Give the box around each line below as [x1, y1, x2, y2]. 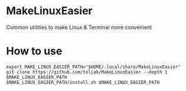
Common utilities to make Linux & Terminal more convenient [6, 24, 152, 31]
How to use [6, 44, 63, 58]
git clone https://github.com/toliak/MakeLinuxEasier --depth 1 [6, 69, 168, 75]
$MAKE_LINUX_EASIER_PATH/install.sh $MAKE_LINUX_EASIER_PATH [6, 79, 160, 85]
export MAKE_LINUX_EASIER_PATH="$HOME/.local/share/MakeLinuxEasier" [6, 64, 181, 70]
